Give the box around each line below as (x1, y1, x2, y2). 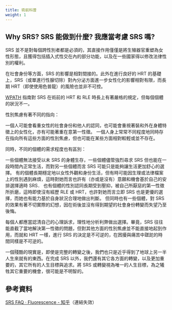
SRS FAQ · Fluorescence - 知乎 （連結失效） (5, 299, 97, 305)
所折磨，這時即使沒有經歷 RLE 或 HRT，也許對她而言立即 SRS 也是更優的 (5, 189, 159, 195)
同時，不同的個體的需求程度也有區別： (5, 146, 86, 152)
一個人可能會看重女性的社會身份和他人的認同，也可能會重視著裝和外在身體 (5, 122, 162, 128)
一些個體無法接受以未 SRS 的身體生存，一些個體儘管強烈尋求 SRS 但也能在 (5, 157, 162, 163)
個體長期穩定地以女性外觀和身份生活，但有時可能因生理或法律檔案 (24, 170, 164, 176)
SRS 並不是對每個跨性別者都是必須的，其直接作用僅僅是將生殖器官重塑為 (5, 47, 159, 53)
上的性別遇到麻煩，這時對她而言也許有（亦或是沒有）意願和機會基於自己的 (5, 176, 162, 182)
